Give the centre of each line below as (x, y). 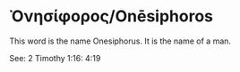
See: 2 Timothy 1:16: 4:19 (55, 58)
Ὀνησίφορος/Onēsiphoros (111, 16)
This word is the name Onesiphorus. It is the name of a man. (120, 41)
